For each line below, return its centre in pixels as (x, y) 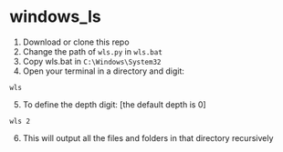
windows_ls (56, 17)
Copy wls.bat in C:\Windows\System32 (92, 61)
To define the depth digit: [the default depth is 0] (115, 104)
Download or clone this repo (76, 42)
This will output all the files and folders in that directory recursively (148, 137)
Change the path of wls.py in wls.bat (92, 51)
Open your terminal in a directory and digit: (104, 71)
